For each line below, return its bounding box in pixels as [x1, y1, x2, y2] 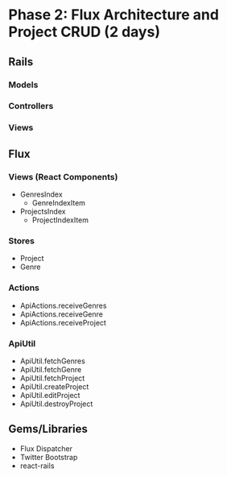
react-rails [19, 461, 55, 471]
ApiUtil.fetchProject [19, 373, 85, 383]
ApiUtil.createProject [19, 381, 89, 392]
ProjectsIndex [19, 207, 66, 217]
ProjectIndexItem [31, 215, 89, 225]
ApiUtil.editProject [19, 390, 80, 400]
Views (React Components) [8, 171, 118, 182]
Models [8, 79, 39, 90]
